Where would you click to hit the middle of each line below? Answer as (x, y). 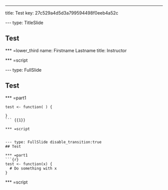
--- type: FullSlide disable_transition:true (53, 142)
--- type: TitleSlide (24, 23)
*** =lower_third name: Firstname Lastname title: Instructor (66, 50)
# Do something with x (33, 168)
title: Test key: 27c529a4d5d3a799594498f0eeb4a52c (62, 13)
